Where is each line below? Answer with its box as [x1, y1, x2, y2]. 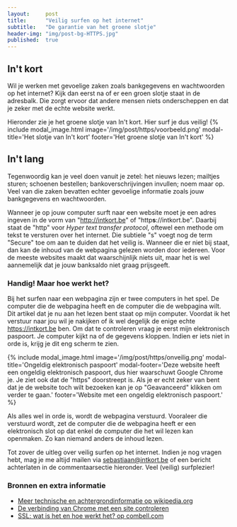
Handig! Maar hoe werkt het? [7, 278, 110, 288]
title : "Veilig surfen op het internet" [7, 17, 144, 24]
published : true [7, 37, 59, 44]
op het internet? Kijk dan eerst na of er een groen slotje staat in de [7, 89, 200, 97]
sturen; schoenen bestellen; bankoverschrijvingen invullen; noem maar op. [7, 179, 225, 188]
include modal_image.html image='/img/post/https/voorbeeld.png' [7, 125, 201, 134]
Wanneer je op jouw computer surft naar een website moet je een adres [7, 208, 216, 216]
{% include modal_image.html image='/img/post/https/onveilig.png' [7, 353, 204, 362]
